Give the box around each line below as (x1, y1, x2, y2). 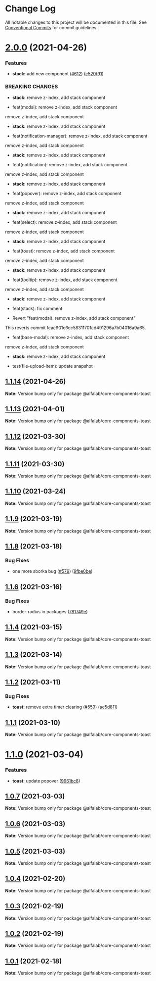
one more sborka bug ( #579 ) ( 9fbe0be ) (12, 568, 93, 574)
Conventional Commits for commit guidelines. (5, 24, 98, 30)
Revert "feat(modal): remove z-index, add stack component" (12, 315, 136, 321)
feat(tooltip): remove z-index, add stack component (12, 277, 117, 283)
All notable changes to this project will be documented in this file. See (5, 19, 147, 25)
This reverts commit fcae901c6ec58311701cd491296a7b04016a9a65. (5, 325, 146, 331)
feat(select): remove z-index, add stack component (12, 219, 117, 225)
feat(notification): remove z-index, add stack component (12, 161, 127, 167)
